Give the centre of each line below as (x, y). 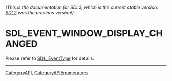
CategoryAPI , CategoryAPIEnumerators (47, 73)
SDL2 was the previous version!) (40, 12)
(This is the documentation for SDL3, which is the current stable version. (82, 7)
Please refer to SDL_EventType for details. (50, 58)
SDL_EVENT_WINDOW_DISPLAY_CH (84, 33)
